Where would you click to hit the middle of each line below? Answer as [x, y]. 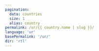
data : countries [26, 14]
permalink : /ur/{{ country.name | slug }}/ [50, 28]
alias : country [25, 23]
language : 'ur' [20, 32]
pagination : [17, 9]
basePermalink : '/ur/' [28, 37]
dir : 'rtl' [16, 41]
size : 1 [17, 18]
